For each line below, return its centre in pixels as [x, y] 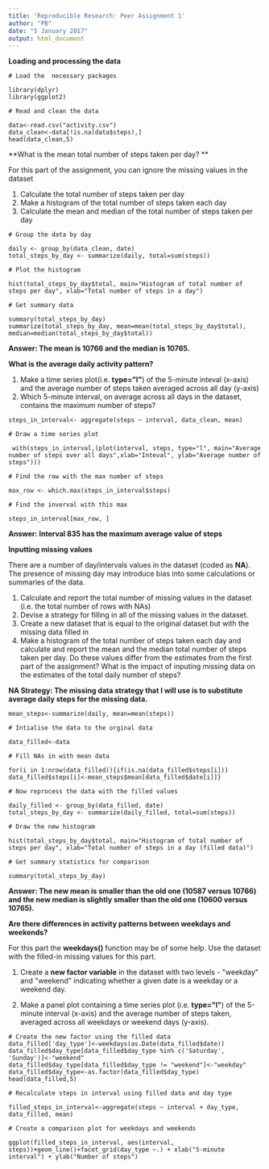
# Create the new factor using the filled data [90, 1037]
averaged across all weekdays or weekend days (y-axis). [114, 1022]
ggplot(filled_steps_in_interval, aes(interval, [91, 1143]
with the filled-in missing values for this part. [82, 957]
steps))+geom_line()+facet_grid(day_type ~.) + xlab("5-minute [117, 1150]
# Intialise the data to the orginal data [81, 728]
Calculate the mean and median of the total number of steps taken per [137, 211]
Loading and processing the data [64, 61]
